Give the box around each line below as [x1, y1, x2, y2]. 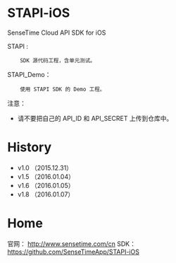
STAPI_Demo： [7, 70, 51, 78]
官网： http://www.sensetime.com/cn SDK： [7, 239, 136, 248]
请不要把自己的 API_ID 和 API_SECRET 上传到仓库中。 [17, 114, 173, 122]
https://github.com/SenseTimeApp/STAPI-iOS [7, 247, 139, 256]
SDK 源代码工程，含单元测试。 [20, 57, 96, 64]
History [7, 139, 52, 156]
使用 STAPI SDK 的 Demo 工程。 [20, 86, 106, 93]
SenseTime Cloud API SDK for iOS [7, 28, 106, 37]
